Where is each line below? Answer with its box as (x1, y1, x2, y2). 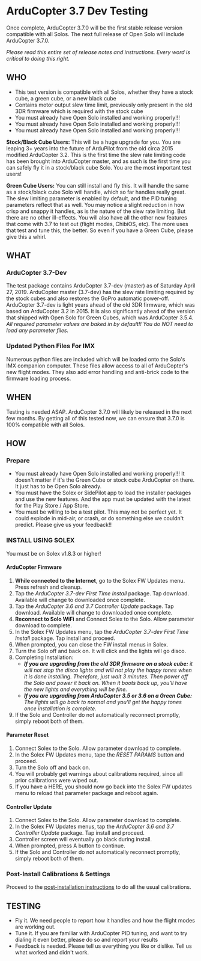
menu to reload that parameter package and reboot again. (14, 789, 158, 796)
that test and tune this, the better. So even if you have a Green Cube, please (6, 227, 194, 234)
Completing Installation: (14, 654, 74, 661)
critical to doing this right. (6, 55, 70, 62)
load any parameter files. (6, 327, 69, 334)
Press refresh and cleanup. (14, 583, 82, 591)
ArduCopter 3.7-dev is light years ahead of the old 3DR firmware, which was (6, 301, 195, 309)
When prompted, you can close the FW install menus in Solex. (14, 640, 169, 648)
